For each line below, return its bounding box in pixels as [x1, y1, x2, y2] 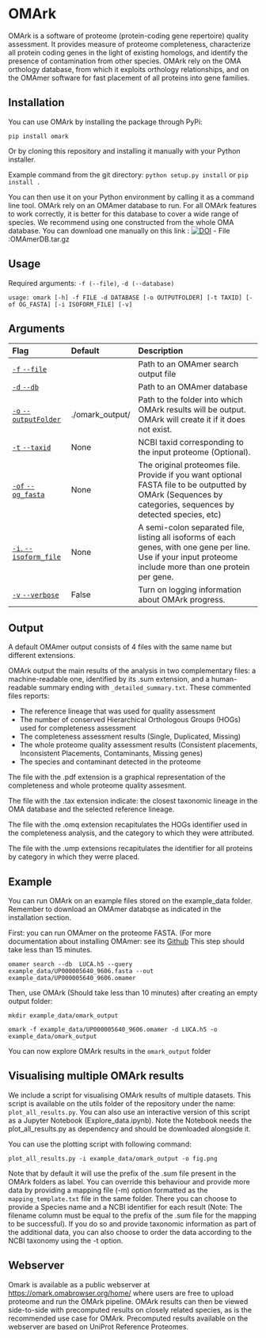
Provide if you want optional [138, 469, 242, 481]
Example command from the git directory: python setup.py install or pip [8, 169, 249, 179]
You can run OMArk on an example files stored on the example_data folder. [8, 896, 253, 905]
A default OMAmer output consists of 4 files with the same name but [8, 642, 232, 652]
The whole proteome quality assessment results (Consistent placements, [19, 740, 258, 750]
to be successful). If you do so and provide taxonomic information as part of [8, 1218, 256, 1228]
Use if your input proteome [138, 552, 238, 563]
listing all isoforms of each [138, 532, 236, 543]
